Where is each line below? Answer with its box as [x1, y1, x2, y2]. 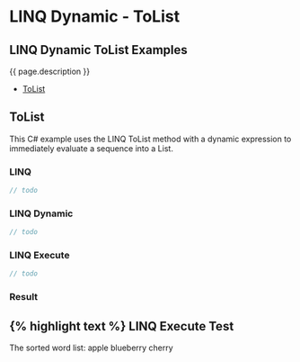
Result [9, 291, 39, 303]
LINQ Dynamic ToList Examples [9, 42, 189, 58]
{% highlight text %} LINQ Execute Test [9, 318, 234, 334]
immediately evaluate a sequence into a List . [9, 142, 173, 154]
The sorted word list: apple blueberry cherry [9, 342, 173, 353]
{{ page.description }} [9, 66, 91, 77]
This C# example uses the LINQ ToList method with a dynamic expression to [9, 133, 292, 144]
